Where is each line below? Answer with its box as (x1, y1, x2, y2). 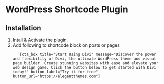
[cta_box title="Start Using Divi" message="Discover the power (19, 52, 156, 57)
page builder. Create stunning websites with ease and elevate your (12, 61, 159, 66)
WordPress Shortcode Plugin (5, 4, 129, 15)
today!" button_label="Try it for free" (12, 69, 98, 74)
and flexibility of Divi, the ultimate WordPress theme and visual (12, 56, 156, 61)
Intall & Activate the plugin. (12, 37, 68, 43)
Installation (5, 24, 41, 32)
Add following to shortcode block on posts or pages (12, 42, 120, 48)
